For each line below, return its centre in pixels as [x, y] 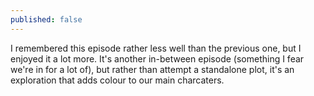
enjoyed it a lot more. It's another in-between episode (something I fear [157, 58]
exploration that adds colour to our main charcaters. [117, 80]
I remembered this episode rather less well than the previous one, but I [156, 48]
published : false [46, 19]
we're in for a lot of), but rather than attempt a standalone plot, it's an [152, 69]
